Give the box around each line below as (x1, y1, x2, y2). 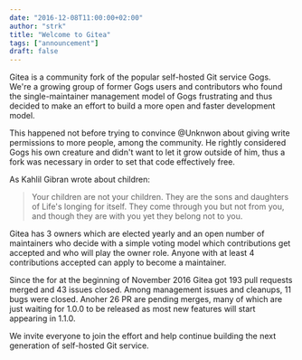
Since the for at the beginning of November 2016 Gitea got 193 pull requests (9, 275, 293, 286)
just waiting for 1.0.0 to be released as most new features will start (9, 304, 256, 315)
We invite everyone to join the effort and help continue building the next (9, 331, 277, 342)
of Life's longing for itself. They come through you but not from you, (31, 201, 285, 213)
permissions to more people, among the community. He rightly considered (9, 137, 287, 148)
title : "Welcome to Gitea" (9, 30, 111, 39)
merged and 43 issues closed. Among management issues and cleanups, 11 (9, 284, 292, 295)
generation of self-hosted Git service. (9, 340, 149, 351)
